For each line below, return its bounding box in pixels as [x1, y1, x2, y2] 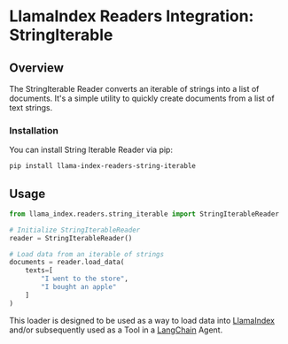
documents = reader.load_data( [9, 258, 125, 267]
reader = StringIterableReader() [9, 233, 133, 242]
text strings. [9, 103, 53, 112]
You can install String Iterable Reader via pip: [9, 144, 173, 156]
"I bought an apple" [41, 283, 117, 292]
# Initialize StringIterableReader [9, 226, 141, 234]
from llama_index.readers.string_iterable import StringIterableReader [9, 210, 279, 218]
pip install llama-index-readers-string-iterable [9, 162, 197, 171]
